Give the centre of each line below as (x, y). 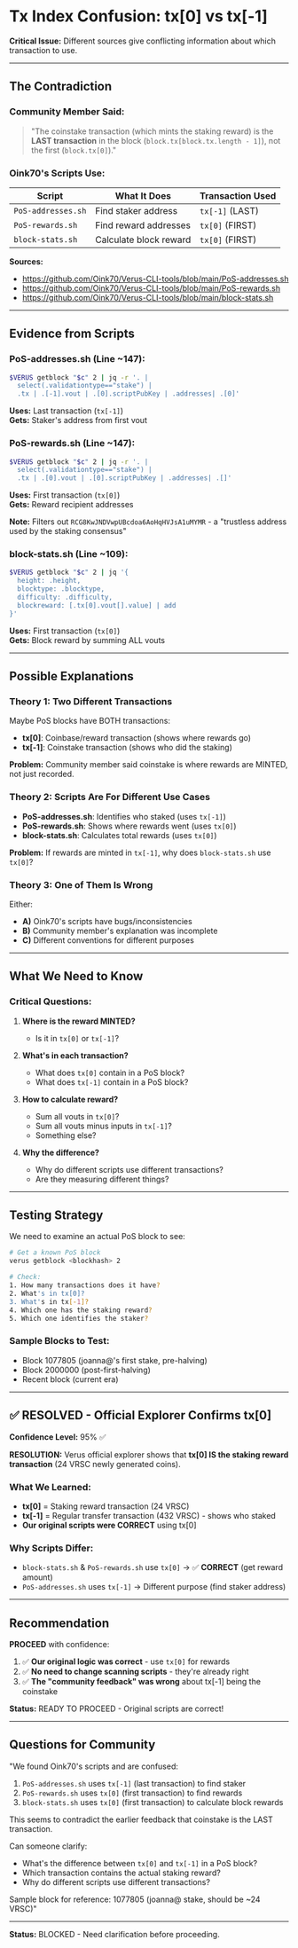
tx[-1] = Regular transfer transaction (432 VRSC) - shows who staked (149, 1515)
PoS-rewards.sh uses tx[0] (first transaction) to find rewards (132, 1793)
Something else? (66, 1135)
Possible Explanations (72, 676)
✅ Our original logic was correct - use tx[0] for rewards (126, 1661)
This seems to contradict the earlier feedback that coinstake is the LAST (141, 1819)
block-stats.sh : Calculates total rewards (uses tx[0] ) (119, 835)
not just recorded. (42, 774)
